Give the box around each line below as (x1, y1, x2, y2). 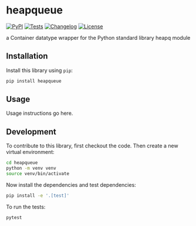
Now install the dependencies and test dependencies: (6, 181, 136, 188)
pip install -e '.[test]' (6, 193, 69, 198)
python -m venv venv (6, 165, 57, 172)
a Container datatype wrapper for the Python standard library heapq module (6, 34, 191, 41)
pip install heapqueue (6, 78, 62, 84)
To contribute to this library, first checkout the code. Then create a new (6, 142, 178, 149)
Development (6, 126, 57, 136)
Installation (6, 51, 48, 61)
